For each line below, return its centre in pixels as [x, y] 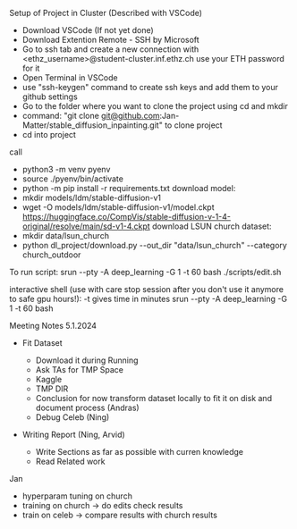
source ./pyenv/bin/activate [72, 179]
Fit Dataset [42, 343]
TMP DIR [52, 389]
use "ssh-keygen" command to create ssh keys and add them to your [150, 87]
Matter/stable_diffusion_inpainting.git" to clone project [122, 125]
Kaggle [49, 379]
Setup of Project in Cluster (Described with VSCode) [106, 13]
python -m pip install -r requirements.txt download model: [129, 188]
